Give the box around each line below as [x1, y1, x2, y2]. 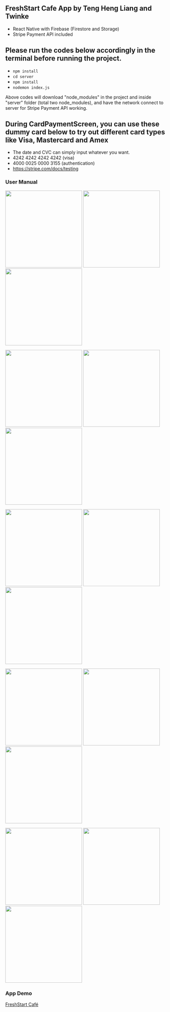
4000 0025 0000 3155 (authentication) [12, 160, 95, 166]
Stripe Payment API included [12, 31, 73, 37]
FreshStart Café [5, 1001, 39, 1007]
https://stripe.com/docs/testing [12, 166, 79, 172]
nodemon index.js [12, 85, 50, 90]
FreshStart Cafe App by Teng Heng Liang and [5, 4, 152, 13]
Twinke [5, 12, 29, 21]
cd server [12, 74, 34, 79]
